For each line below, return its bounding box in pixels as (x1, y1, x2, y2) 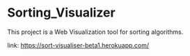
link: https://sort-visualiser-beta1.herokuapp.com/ (7, 41, 150, 49)
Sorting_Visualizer (7, 5, 116, 21)
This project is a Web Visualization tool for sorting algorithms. (7, 28, 184, 36)
